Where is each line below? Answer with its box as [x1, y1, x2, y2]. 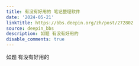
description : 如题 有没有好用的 [6, 31, 79, 37]
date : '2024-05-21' [6, 14, 54, 20]
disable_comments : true [6, 36, 65, 42]
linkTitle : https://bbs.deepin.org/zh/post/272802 [6, 20, 134, 26]
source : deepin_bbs [6, 25, 54, 32]
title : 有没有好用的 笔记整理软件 [6, 8, 80, 15]
